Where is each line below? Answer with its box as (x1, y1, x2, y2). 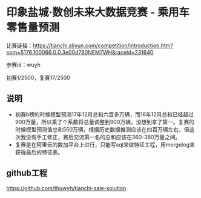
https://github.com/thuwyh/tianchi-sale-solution (6, 184, 127, 191)
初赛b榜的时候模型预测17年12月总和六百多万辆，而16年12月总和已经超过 (15, 110, 194, 118)
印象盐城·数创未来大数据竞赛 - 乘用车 (6, 5, 189, 19)
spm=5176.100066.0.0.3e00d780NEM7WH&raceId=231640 (6, 48, 154, 56)
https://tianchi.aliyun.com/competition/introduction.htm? (33, 42, 174, 49)
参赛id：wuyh (6, 61, 41, 68)
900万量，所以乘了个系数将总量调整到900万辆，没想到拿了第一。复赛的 (15, 118, 195, 125)
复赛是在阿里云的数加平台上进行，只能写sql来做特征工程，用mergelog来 (15, 140, 195, 148)
